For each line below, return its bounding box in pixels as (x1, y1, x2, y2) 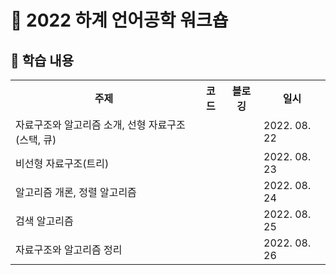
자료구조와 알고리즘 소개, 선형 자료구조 (15, 118, 186, 131)
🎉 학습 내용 (10, 52, 75, 69)
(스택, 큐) (15, 133, 57, 146)
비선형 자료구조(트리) (15, 157, 110, 170)
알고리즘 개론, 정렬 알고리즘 (15, 186, 137, 199)
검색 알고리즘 (15, 214, 74, 228)
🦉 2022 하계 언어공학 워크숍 (10, 9, 229, 32)
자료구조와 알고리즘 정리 (15, 243, 123, 256)
